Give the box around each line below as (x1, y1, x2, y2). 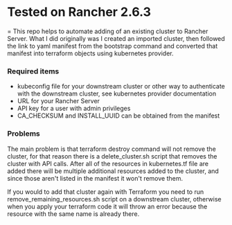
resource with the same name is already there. (7, 209, 140, 218)
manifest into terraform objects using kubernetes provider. (7, 49, 174, 57)
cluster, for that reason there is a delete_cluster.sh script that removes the (7, 152, 217, 160)
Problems (7, 129, 40, 138)
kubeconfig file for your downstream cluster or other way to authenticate (17, 82, 225, 91)
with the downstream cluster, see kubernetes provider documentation (17, 89, 217, 98)
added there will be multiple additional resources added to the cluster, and (7, 167, 220, 175)
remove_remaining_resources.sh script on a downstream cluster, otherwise (7, 195, 222, 203)
